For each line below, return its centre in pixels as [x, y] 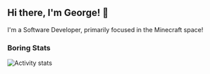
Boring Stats [29, 47]
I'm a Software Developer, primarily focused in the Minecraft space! [105, 29]
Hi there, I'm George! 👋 [58, 13]
